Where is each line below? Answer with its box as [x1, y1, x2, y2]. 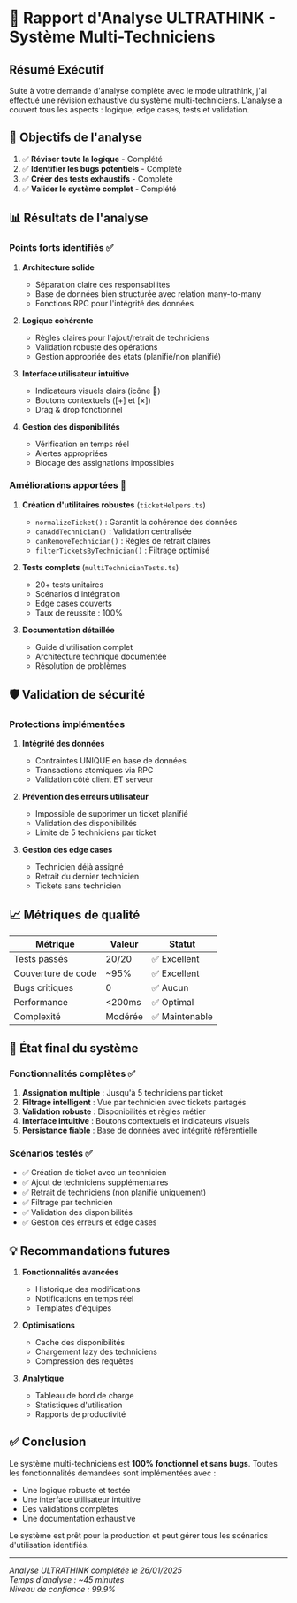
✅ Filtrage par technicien [21, 1197, 113, 1208]
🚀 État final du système [9, 1041, 139, 1056]
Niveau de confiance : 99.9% [9, 1584, 117, 1594]
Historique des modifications [34, 1284, 141, 1295]
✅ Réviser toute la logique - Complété [21, 153, 164, 164]
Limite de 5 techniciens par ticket [34, 827, 156, 838]
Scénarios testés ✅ [9, 1147, 94, 1159]
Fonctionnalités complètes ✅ [9, 1067, 136, 1080]
